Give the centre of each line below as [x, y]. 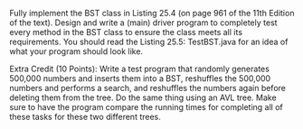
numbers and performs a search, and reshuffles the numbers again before [148, 88]
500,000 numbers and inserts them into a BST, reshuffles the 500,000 [140, 78]
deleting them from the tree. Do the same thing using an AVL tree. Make [143, 97]
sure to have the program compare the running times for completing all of [146, 107]
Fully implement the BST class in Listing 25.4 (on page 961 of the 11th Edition [152, 13]
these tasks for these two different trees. [85, 117]
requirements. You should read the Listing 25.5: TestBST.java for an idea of [149, 41]
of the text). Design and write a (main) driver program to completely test [143, 23]
